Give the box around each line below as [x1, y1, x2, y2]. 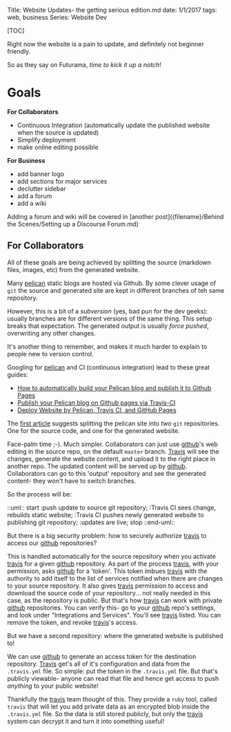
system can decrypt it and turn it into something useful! [7, 717, 165, 725]
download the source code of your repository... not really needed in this [7, 588, 211, 597]
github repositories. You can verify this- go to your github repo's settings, [7, 604, 216, 612]
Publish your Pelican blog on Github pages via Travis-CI [17, 398, 176, 407]
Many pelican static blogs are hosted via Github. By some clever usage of [7, 279, 217, 287]
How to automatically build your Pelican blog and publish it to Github [17, 383, 212, 392]
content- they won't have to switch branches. [7, 476, 137, 485]
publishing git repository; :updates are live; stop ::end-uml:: [7, 518, 176, 526]
